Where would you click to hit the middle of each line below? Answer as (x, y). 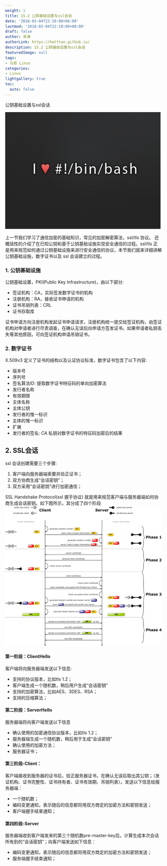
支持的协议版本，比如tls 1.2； (42, 679)
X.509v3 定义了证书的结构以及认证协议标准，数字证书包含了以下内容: (76, 360)
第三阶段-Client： (23, 764)
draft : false (19, 32)
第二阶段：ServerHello (29, 710)
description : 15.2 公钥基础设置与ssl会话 (45, 47)
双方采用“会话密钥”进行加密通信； (47, 486)
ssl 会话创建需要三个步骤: (31, 463)
